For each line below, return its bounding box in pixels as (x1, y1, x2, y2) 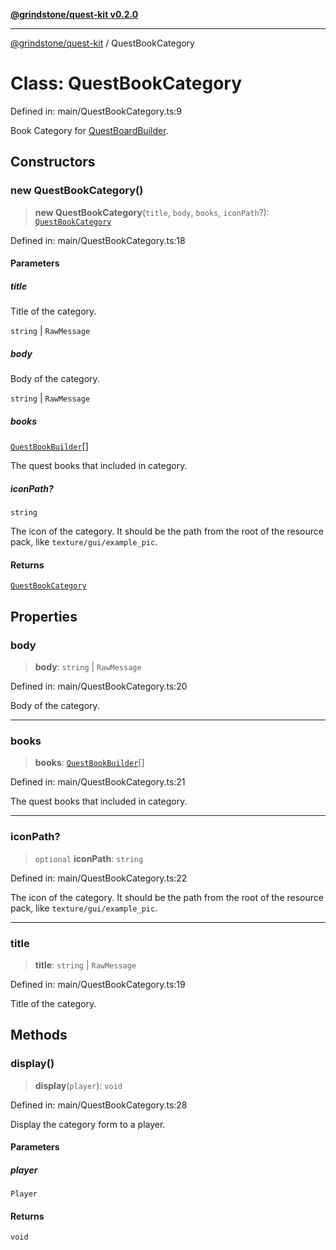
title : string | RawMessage (34, 959, 137, 971)
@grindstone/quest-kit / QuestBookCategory (10, 37, 195, 49)
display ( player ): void (34, 1079, 123, 1091)
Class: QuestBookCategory (10, 72, 243, 95)
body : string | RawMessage (34, 660, 142, 673)
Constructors (10, 154, 96, 171)
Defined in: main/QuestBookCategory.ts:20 (10, 680, 188, 692)
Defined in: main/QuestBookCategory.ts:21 (10, 776, 186, 788)
